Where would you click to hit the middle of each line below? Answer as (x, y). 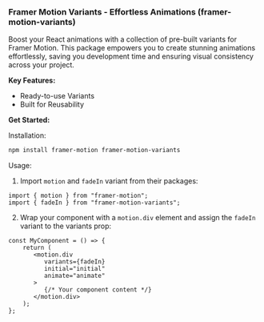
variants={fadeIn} (74, 262)
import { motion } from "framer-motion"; (78, 196)
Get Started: (29, 120)
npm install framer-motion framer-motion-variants (94, 151)
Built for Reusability (52, 105)
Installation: (27, 135)
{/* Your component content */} (98, 290)
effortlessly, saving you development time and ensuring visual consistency (131, 56)
